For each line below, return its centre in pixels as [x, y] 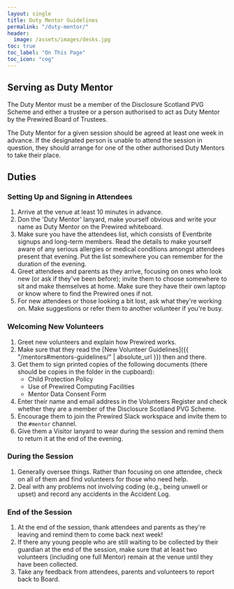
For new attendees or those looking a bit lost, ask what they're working [119, 301]
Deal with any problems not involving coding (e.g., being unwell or [112, 486]
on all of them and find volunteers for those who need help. [103, 479]
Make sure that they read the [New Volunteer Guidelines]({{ [103, 349]
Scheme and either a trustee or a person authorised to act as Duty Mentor [114, 112]
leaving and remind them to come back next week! [90, 535]
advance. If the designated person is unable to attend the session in [105, 140]
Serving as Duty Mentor [60, 88]
